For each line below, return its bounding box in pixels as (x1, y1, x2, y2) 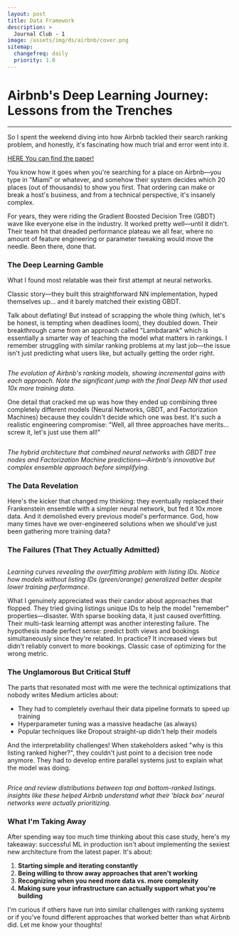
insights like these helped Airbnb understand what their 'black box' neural (7, 791, 225, 799)
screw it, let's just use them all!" (7, 427, 101, 436)
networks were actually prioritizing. (7, 798, 112, 807)
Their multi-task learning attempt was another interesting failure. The (7, 619, 210, 627)
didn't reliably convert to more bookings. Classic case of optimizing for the (7, 642, 226, 650)
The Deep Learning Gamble (7, 260, 104, 270)
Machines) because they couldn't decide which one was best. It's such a (7, 413, 221, 421)
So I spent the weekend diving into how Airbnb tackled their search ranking (7, 132, 228, 141)
